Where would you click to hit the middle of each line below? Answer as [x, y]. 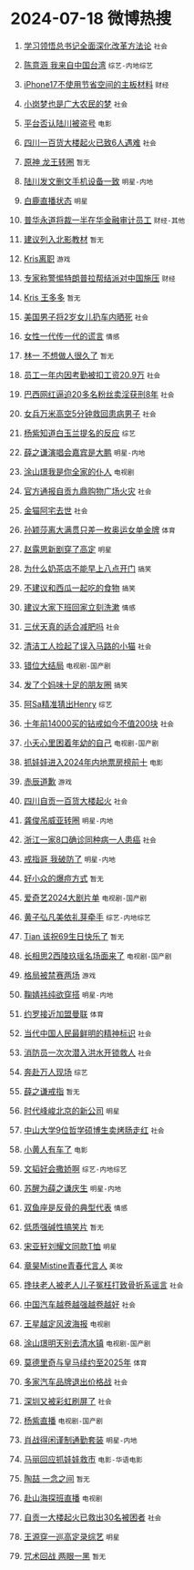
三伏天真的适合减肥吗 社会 [71, 626]
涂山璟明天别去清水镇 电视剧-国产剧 [87, 1343]
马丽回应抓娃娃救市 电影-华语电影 [83, 1459]
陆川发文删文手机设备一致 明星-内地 [88, 181]
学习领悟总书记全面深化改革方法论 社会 [95, 46]
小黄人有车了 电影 [56, 1149]
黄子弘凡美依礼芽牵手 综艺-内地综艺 [87, 917]
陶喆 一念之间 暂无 [56, 1478]
